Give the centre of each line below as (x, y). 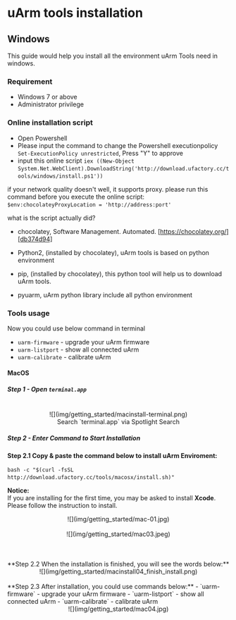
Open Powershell (42, 138)
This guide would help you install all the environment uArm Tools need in (113, 56)
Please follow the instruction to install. (62, 506)
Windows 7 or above (47, 97)
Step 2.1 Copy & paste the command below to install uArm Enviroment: (112, 456)
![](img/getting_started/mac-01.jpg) (118, 519)
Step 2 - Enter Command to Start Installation (74, 438)
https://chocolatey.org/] (194, 231)
